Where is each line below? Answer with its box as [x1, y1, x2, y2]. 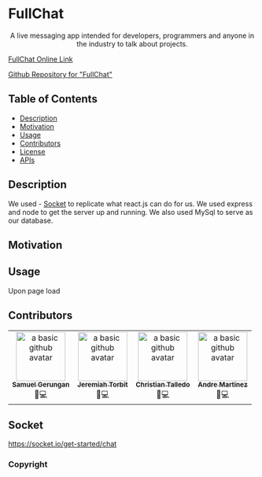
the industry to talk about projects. [76, 39, 189, 48]
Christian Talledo [135, 380, 190, 390]
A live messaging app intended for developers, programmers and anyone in [10, 31, 254, 40]
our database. [8, 216, 54, 225]
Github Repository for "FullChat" [8, 69, 113, 79]
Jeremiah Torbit [77, 380, 128, 390]
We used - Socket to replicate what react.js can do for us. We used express [8, 198, 253, 209]
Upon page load [8, 286, 61, 295]
